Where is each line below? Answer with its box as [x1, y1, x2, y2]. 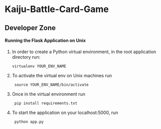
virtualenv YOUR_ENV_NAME [12, 64, 66, 69]
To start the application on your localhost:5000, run [12, 109, 118, 115]
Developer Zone [5, 24, 56, 32]
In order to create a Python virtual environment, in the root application [12, 49, 156, 55]
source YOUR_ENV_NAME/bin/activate [14, 82, 89, 87]
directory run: [12, 54, 41, 60]
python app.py [14, 119, 44, 124]
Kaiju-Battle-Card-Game [5, 4, 109, 15]
